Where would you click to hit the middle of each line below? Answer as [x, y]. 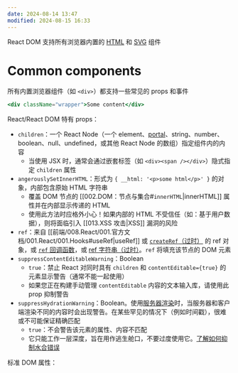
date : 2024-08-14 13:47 [43, 14]
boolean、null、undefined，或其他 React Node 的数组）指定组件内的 [118, 144]
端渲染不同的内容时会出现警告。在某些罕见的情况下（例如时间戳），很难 [122, 312]
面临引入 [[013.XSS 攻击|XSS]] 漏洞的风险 [117, 223]
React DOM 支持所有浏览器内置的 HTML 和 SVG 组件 [84, 42]
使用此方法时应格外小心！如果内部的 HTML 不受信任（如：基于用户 [126, 215]
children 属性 [56, 170]
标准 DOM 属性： [32, 362]
